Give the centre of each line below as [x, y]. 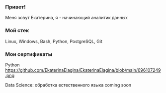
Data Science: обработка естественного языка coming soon [68, 85]
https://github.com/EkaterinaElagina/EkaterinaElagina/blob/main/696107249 [83, 70]
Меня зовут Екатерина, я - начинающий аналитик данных [67, 18]
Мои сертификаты [29, 54]
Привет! [15, 7]
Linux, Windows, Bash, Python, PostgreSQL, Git [54, 41]
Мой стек [17, 31]
